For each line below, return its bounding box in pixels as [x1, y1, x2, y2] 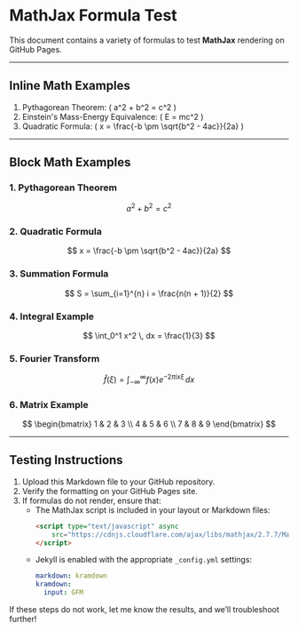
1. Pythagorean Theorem [9, 181, 118, 194]
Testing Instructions [9, 452, 123, 467]
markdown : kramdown [35, 571, 108, 580]
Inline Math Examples [9, 78, 130, 93]
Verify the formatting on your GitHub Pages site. [21, 485, 198, 496]
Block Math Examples [9, 155, 131, 170]
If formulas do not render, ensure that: [21, 495, 161, 506]
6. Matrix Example [9, 398, 89, 411]
